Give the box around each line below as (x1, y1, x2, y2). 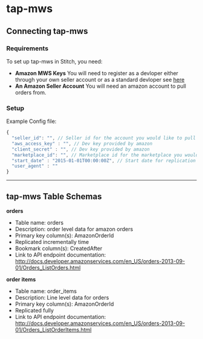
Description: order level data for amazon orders (14, 225, 134, 232)
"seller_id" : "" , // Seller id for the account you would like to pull (11, 135, 196, 141)
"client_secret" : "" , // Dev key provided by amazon (11, 146, 150, 153)
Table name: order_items (14, 287, 77, 295)
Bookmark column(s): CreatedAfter (14, 245, 103, 252)
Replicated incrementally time (14, 238, 89, 245)
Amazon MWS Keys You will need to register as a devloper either (14, 69, 179, 77)
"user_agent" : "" (11, 163, 59, 169)
